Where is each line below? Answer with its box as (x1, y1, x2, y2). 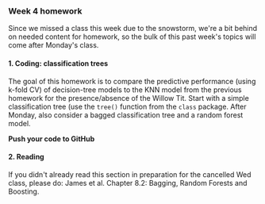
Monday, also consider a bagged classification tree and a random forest (8, 110, 244, 120)
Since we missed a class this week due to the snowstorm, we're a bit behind (8, 24, 258, 33)
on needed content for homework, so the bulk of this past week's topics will (8, 32, 256, 41)
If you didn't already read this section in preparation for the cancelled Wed (8, 169, 252, 179)
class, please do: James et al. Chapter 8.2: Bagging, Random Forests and (8, 178, 248, 187)
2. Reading (8, 152, 45, 162)
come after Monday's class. (8, 40, 99, 50)
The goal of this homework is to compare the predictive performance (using (8, 76, 256, 86)
